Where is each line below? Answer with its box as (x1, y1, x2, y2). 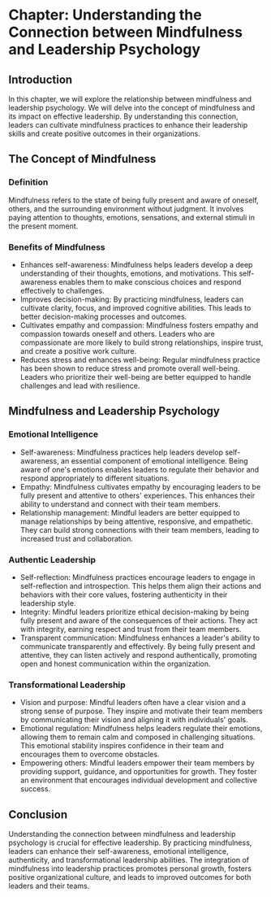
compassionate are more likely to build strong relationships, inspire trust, (19, 337, 264, 347)
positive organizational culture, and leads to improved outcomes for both (8, 873, 252, 882)
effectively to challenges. (19, 285, 105, 295)
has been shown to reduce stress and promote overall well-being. (19, 364, 240, 373)
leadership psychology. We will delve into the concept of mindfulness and (8, 103, 256, 112)
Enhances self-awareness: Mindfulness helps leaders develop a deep (19, 259, 253, 269)
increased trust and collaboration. (19, 533, 134, 543)
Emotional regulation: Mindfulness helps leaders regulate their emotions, (19, 724, 263, 734)
